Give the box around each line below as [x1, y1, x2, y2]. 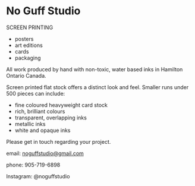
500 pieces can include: [6, 90, 65, 97]
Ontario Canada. [6, 72, 46, 79]
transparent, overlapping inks [14, 114, 87, 121]
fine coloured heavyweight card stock [14, 101, 108, 108]
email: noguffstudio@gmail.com [6, 150, 84, 157]
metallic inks [14, 120, 46, 127]
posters [14, 35, 34, 42]
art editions [14, 42, 43, 49]
